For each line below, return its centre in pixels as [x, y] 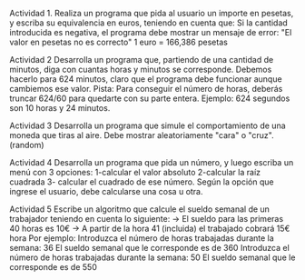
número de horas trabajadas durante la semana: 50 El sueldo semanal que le [152, 257]
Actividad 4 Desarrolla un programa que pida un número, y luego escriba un [152, 162]
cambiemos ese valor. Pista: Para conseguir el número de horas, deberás [146, 89]
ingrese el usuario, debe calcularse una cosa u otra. [106, 191]
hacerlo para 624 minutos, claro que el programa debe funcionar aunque [146, 79]
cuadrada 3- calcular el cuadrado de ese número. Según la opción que [142, 182]
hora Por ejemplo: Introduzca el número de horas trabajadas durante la [142, 238]
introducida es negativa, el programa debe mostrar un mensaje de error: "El [151, 32]
